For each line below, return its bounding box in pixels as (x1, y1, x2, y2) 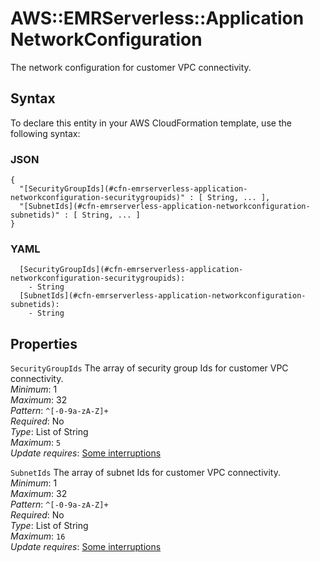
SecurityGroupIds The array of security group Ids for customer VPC (10, 362, 289, 374)
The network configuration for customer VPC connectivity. (10, 61, 252, 73)
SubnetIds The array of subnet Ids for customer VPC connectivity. (10, 467, 281, 479)
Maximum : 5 (10, 437, 62, 449)
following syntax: (10, 127, 81, 139)
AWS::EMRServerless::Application (10, 7, 305, 30)
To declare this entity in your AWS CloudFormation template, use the (10, 117, 292, 129)
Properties (10, 335, 78, 352)
